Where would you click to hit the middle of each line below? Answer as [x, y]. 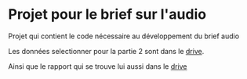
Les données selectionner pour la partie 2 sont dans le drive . [106, 51]
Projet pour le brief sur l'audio [107, 14]
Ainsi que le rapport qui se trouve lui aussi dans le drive [98, 66]
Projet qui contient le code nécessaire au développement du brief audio [124, 36]
